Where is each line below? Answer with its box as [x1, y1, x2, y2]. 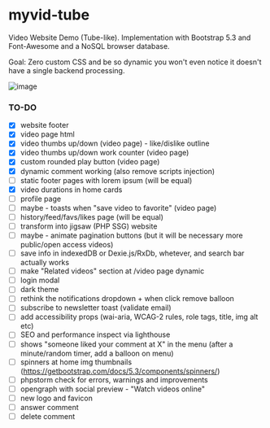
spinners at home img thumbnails [20, 356, 133, 367]
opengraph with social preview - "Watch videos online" [20, 384, 206, 394]
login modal [20, 275, 60, 286]
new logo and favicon [20, 393, 94, 403]
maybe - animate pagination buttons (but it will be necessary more [20, 230, 244, 240]
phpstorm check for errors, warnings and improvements [20, 374, 209, 384]
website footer [20, 120, 69, 130]
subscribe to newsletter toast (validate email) [20, 303, 172, 312]
